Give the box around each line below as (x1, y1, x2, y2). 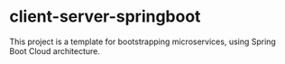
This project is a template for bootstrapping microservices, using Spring (9, 36, 277, 47)
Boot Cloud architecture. (9, 45, 101, 56)
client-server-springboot (9, 6, 201, 27)
